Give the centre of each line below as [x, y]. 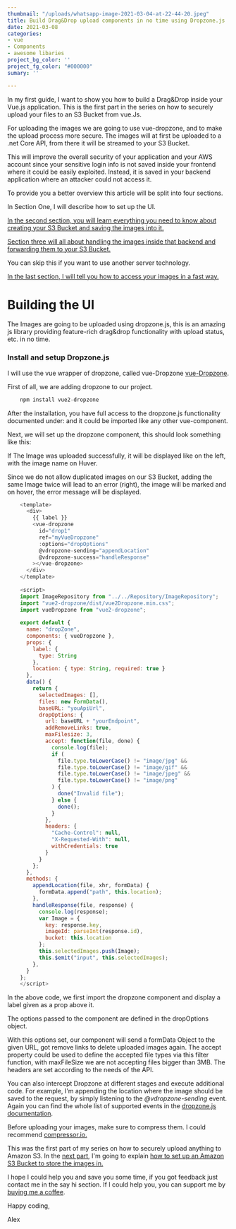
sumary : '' [23, 73]
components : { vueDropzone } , [70, 636]
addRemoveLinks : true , [78, 728]
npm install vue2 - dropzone [60, 400]
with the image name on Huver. [52, 463]
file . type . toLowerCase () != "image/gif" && [123, 767]
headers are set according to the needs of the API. [80, 1070]
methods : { [42, 879]
